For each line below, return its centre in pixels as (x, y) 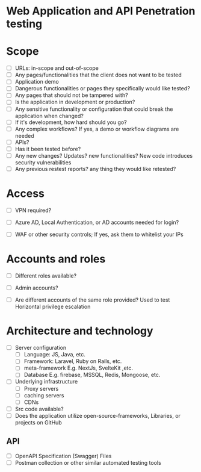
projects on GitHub (38, 422)
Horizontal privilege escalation (53, 307)
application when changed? (49, 116)
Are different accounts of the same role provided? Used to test (92, 300)
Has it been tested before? (48, 149)
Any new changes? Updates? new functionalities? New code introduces (104, 155)
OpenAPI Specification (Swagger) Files (63, 456)
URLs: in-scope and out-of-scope (57, 68)
